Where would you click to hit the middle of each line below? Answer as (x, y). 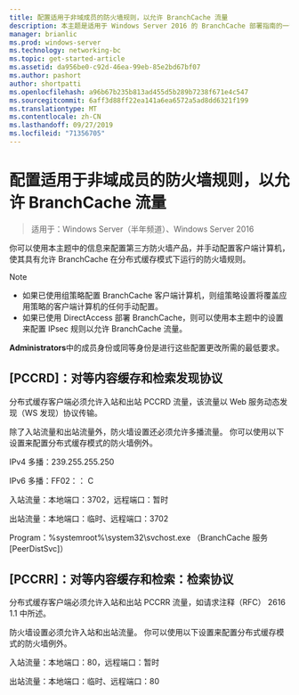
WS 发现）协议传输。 (63, 413)
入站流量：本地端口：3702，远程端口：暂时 (89, 499)
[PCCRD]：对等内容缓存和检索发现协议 (116, 378)
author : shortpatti (45, 84)
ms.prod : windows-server (55, 42)
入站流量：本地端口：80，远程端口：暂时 (85, 662)
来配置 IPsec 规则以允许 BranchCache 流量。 (105, 328)
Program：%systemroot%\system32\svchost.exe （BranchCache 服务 (139, 537)
